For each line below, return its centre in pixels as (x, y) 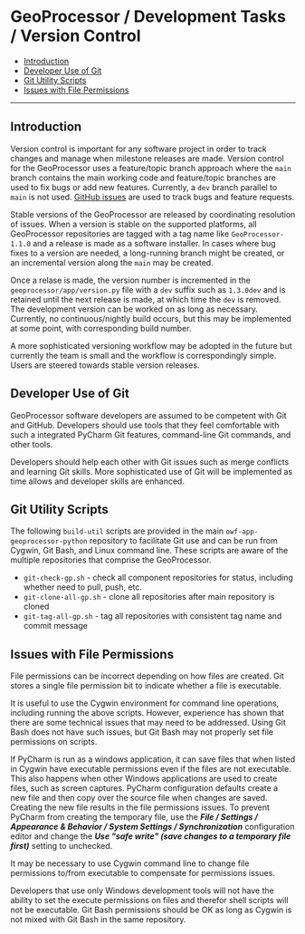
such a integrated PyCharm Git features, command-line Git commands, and (151, 434)
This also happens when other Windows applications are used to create (144, 779)
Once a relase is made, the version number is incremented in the (131, 280)
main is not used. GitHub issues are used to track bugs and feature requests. (152, 197)
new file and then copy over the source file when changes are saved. (139, 798)
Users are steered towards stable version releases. (105, 365)
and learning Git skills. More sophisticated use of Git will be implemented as (152, 471)
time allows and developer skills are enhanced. (97, 481)
